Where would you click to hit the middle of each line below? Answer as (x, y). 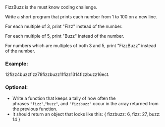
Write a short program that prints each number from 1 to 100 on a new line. (81, 17)
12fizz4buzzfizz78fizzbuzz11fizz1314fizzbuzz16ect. (57, 74)
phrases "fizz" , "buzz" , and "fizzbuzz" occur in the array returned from (85, 103)
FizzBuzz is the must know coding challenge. (51, 7)
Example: (17, 63)
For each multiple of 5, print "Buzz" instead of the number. (65, 36)
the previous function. (35, 109)
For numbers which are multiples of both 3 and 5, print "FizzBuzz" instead (81, 46)
